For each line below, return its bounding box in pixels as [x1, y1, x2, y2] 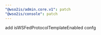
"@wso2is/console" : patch [5, 12, 58, 16]
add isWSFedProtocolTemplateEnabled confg [5, 24, 96, 30]
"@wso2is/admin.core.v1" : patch [5, 7, 71, 12]
